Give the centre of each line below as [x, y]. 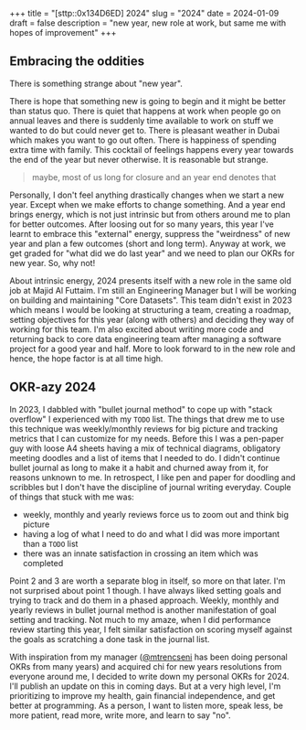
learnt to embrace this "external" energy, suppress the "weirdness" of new [150, 233]
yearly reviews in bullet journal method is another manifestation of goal [143, 610]
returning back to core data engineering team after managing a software [145, 338]
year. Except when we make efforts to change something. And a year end [148, 204]
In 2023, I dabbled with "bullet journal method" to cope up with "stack [141, 409]
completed [43, 563]
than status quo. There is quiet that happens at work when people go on [145, 111]
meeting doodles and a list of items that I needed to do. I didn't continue [145, 457]
